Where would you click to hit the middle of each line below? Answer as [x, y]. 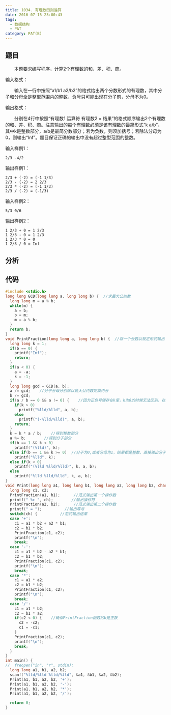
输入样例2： [18, 201]
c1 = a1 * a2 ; [29, 580]
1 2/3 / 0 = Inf [22, 244]
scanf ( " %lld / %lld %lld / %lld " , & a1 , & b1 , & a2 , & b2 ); [66, 675]
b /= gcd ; [20, 396]
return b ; [20, 330]
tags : [11, 19]
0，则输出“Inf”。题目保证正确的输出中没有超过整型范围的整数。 [72, 137]
